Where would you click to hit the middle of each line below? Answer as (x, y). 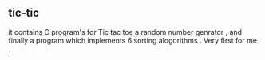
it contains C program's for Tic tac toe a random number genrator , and (125, 32)
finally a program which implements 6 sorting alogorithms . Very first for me (133, 40)
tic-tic (24, 13)
